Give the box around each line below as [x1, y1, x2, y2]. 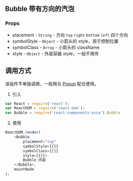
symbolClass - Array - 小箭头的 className [12, 44, 100, 50]
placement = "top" [23, 139, 56, 144]
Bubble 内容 [23, 158, 46, 163]
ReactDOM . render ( [5, 130, 41, 135]
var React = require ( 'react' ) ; [5, 101, 70, 106]
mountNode [14, 167, 35, 172]
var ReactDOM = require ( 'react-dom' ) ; [5, 106, 85, 111]
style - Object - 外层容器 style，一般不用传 [12, 50, 99, 56]
